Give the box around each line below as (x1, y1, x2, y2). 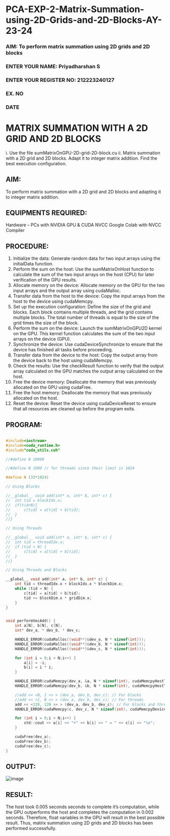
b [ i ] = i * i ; (24, 665, 53, 670)
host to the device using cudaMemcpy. (13, 298, 94, 304)
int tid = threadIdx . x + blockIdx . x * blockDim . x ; (15, 581, 124, 587)
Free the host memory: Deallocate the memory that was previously (13, 390, 152, 396)
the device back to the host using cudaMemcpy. (13, 357, 114, 363)
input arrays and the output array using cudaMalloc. (13, 288, 121, 294)
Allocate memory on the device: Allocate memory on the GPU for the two (13, 282, 165, 289)
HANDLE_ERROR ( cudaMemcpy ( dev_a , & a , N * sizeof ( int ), (15, 679, 130, 684)
